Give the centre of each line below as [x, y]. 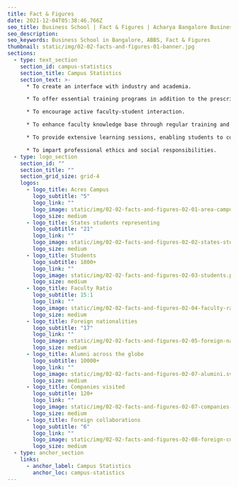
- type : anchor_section [49, 453]
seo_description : [33, 34]
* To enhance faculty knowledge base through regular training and [128, 125]
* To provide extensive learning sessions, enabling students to [124, 137]
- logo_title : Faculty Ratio [69, 288]
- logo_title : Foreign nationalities [82, 321]
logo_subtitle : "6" [62, 426]
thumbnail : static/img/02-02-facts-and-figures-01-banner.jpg [101, 47]
